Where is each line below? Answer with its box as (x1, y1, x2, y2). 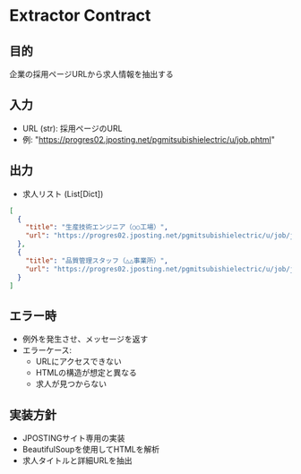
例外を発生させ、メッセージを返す (21, 333, 149, 345)
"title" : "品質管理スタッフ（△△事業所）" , (25, 256, 168, 265)
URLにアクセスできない (35, 356, 123, 367)
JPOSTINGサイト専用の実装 (21, 433, 125, 444)
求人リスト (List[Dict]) (21, 188, 104, 199)
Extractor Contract (9, 5, 151, 26)
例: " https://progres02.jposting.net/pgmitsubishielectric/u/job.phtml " (21, 134, 276, 144)
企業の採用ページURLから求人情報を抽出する (9, 69, 175, 79)
